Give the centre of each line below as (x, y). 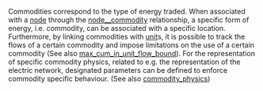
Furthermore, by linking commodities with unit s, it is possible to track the (127, 36)
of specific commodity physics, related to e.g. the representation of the (124, 62)
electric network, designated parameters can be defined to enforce (118, 70)
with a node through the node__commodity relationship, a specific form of (129, 20)
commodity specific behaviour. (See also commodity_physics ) (109, 79)
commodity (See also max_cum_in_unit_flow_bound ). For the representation (132, 53)
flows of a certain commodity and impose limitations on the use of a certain (131, 45)
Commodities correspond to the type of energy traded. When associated (127, 11)
